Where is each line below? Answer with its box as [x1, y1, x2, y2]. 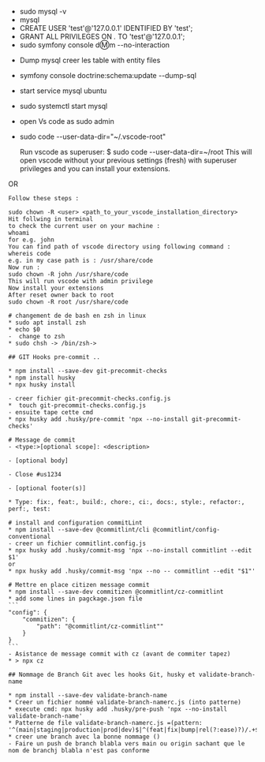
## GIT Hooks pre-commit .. [8, 353, 101, 361]
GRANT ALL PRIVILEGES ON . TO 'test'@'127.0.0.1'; [19, 32, 185, 41]
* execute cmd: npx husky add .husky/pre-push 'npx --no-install [8, 705, 227, 713]
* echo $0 [8, 326, 41, 334]
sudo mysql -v [19, 7, 67, 16]
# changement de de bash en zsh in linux [8, 312, 147, 319]
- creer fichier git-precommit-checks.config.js [8, 394, 171, 402]
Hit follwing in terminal [8, 215, 93, 223]
